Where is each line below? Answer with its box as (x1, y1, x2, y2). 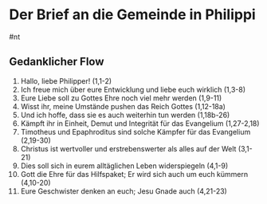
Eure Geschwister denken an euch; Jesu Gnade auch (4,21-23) (20, 186, 228, 196)
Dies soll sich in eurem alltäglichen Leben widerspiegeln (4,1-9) (20, 161, 229, 171)
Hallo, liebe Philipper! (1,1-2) (20, 76, 112, 85)
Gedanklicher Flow (9, 55, 104, 69)
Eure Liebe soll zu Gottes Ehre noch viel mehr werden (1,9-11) (20, 93, 222, 103)
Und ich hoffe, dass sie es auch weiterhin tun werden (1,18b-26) (20, 110, 230, 120)
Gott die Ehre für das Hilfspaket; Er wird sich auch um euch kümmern (20, 169, 249, 178)
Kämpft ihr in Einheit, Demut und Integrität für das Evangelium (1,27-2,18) (20, 118, 260, 128)
